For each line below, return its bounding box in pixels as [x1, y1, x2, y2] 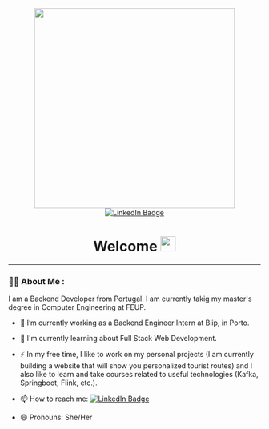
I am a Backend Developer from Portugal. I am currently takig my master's [8, 294, 252, 303]
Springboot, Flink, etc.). [19, 378, 98, 387]
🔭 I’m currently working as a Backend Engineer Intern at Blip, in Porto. [19, 318, 250, 327]
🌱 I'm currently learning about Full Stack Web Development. [19, 334, 218, 343]
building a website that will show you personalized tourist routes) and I [19, 361, 253, 371]
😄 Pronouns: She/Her [19, 412, 93, 423]
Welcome [93, 238, 158, 255]
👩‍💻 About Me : [8, 275, 66, 287]
